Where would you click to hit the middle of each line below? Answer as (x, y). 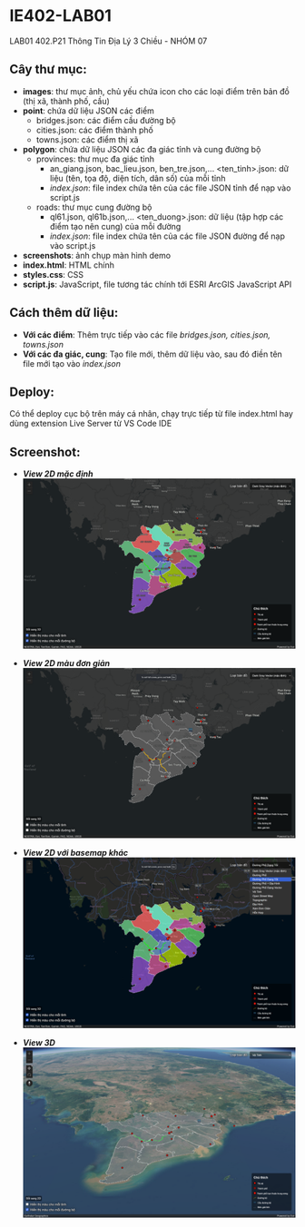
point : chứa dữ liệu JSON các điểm (88, 111)
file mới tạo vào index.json (71, 363)
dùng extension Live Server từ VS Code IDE (91, 424)
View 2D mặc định (58, 474)
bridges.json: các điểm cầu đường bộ (106, 120)
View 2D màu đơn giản (66, 663)
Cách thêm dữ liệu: (64, 313)
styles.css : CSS (53, 274)
